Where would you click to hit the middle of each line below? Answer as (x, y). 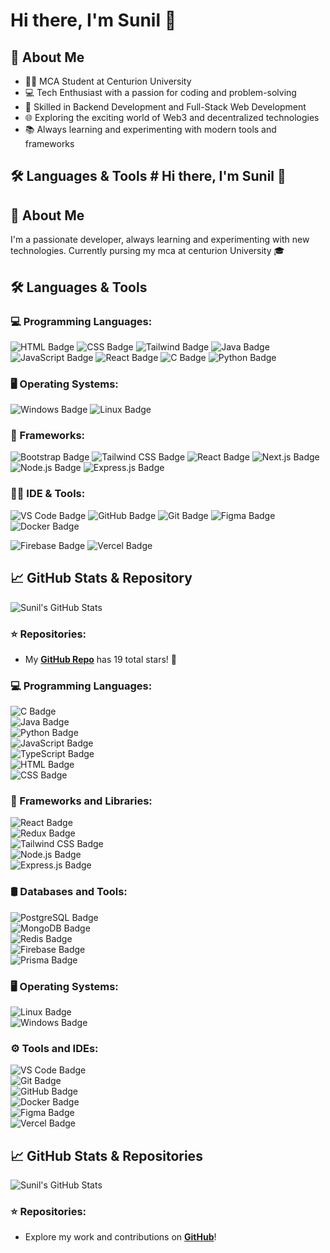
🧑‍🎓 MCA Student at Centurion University (108, 81)
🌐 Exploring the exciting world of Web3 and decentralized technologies (172, 117)
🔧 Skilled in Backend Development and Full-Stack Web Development (165, 107)
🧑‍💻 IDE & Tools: (48, 494)
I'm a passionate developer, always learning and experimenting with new (160, 240)
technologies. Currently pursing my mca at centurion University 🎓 (147, 251)
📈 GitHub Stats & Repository (101, 578)
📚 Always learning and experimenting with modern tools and (150, 129)
